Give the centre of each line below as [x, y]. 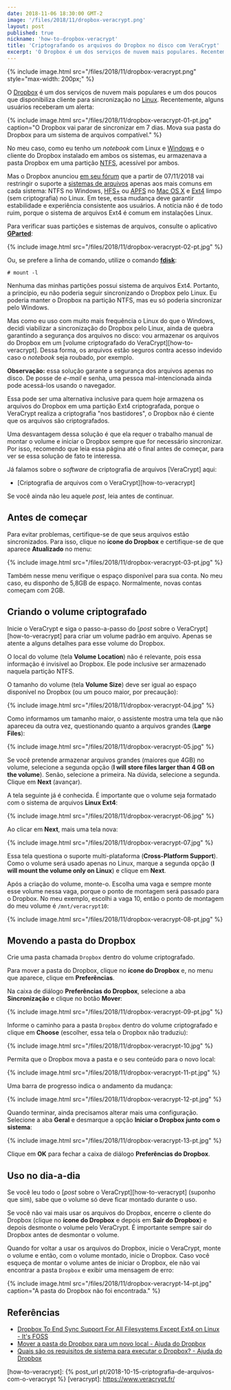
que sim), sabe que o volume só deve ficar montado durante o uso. [102, 1200]
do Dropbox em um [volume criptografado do [71, 342]
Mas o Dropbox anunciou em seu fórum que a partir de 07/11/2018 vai [106, 176]
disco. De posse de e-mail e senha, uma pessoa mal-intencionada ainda [109, 378]
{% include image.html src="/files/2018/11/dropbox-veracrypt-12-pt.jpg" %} [114, 1099]
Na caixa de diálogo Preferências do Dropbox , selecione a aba [96, 991]
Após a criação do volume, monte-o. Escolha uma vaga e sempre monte [109, 884]
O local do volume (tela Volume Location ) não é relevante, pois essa [104, 656]
